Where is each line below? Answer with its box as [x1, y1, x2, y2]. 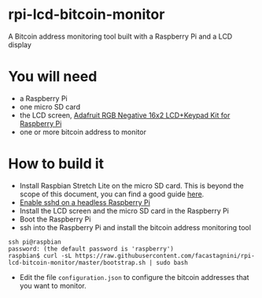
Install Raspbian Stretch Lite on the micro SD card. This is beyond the [19, 181, 244, 190]
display [8, 39, 31, 49]
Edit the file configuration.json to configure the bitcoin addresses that [19, 272, 249, 281]
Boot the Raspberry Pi [19, 214, 91, 224]
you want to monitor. [19, 281, 87, 290]
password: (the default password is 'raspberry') [8, 244, 175, 253]
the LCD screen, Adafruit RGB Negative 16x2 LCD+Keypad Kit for [19, 110, 231, 120]
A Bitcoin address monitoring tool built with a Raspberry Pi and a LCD [8, 32, 233, 41]
